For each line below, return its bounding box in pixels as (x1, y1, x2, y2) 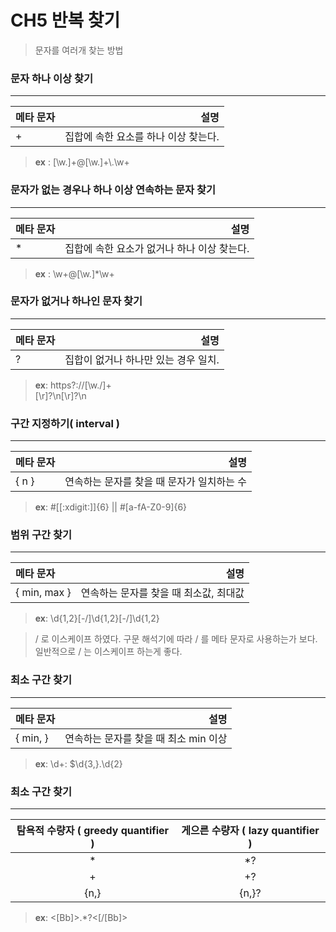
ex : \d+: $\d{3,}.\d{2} (34, 757, 123, 770)
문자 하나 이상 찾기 (10, 71, 94, 85)
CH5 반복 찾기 (10, 9, 121, 32)
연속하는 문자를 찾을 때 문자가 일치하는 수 (64, 475, 247, 489)
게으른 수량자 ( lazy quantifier (181, 824, 320, 838)
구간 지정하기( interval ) (10, 416, 120, 430)
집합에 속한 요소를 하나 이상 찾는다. (64, 130, 220, 144)
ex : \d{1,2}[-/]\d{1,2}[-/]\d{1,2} (34, 612, 160, 625)
